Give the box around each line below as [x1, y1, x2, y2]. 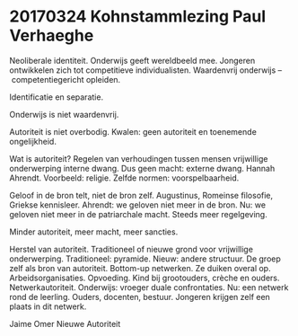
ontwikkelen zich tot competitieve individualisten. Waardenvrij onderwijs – [9, 65, 283, 75]
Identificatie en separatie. [9, 92, 104, 102]
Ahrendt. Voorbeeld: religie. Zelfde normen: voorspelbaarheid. [9, 172, 240, 183]
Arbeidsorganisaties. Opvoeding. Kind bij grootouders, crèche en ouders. [9, 272, 280, 283]
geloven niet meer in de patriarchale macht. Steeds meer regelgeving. [9, 208, 267, 219]
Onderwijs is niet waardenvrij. [9, 109, 119, 119]
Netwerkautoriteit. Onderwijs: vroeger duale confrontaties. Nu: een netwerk [9, 281, 289, 293]
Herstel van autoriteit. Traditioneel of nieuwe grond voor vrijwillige [9, 243, 254, 254]
